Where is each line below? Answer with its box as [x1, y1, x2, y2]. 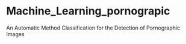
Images [6, 30, 25, 37]
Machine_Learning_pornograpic [6, 4, 170, 18]
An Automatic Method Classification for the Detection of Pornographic [6, 24, 181, 31]
